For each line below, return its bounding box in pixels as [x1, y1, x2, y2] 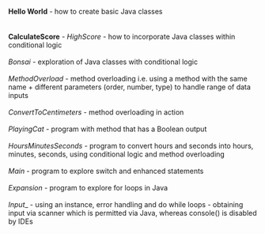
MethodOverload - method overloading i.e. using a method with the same [8, 74, 248, 83]
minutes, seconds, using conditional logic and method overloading [8, 149, 225, 159]
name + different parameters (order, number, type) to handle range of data [8, 82, 252, 92]
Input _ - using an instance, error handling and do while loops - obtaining [8, 200, 244, 209]
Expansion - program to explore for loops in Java [8, 183, 168, 192]
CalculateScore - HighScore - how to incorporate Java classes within [8, 32, 236, 41]
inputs [8, 91, 29, 100]
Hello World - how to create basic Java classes [8, 7, 164, 16]
